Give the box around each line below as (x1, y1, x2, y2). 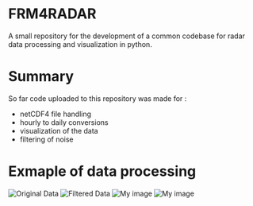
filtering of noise (19, 134, 74, 144)
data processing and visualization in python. (8, 39, 152, 49)
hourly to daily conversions (19, 117, 109, 127)
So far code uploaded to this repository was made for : (8, 93, 187, 103)
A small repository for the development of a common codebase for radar (8, 31, 246, 41)
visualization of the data (19, 126, 98, 135)
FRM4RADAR (8, 5, 97, 23)
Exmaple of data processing (8, 162, 197, 181)
